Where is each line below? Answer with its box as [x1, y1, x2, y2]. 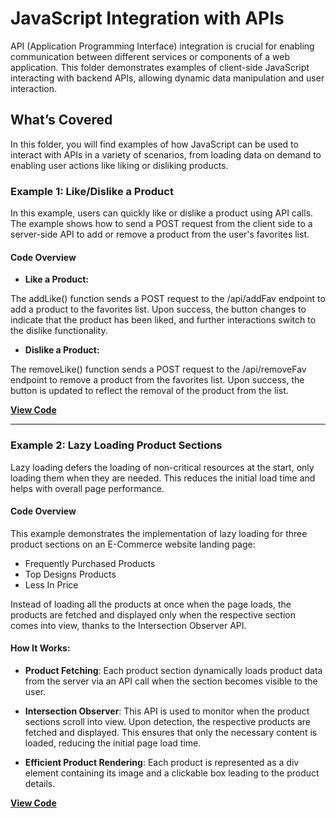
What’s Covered [10, 112, 113, 129]
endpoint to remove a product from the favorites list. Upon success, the [10, 374, 305, 386]
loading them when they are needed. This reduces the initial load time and [10, 472, 316, 484]
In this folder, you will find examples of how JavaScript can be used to [10, 138, 299, 150]
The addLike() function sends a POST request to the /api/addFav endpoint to [10, 293, 326, 305]
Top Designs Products [24, 568, 117, 580]
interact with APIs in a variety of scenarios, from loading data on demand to [10, 148, 322, 161]
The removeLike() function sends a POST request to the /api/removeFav [10, 363, 307, 376]
